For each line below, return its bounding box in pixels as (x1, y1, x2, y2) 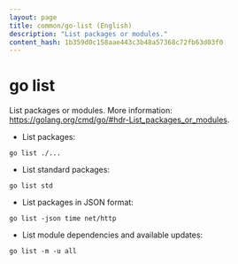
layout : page (9, 12, 58, 22)
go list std (9, 182, 53, 190)
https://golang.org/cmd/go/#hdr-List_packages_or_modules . (9, 114, 230, 125)
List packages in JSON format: (21, 197, 134, 208)
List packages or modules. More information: (9, 105, 173, 116)
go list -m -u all (9, 247, 77, 256)
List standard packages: (21, 165, 111, 175)
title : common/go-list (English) (9, 21, 133, 30)
